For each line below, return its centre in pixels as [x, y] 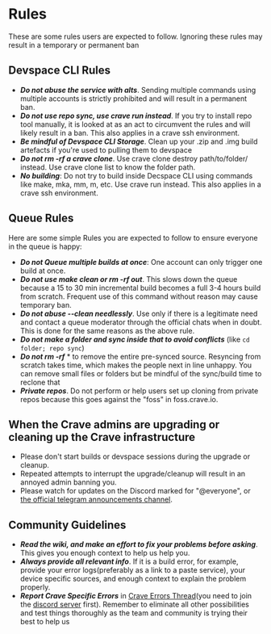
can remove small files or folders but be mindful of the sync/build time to [141, 373]
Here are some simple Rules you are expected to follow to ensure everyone [133, 237]
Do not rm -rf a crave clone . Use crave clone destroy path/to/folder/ [134, 158]
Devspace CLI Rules [60, 71]
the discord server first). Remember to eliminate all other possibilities [135, 605]
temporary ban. [46, 304]
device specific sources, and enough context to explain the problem [133, 579]
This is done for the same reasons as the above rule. [107, 330]
